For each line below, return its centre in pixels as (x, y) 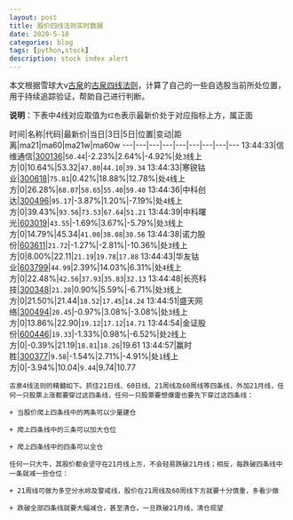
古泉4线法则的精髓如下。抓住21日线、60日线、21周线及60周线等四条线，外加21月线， (143, 386)
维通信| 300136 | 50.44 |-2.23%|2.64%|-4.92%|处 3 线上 (106, 156)
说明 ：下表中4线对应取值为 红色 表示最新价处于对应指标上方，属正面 (131, 115)
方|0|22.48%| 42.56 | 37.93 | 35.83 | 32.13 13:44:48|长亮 (104, 278)
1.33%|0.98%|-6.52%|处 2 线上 (132, 334)
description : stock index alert (69, 59)
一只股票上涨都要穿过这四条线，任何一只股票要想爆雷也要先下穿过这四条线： (135, 396)
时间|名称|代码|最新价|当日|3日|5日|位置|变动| (92, 134)
